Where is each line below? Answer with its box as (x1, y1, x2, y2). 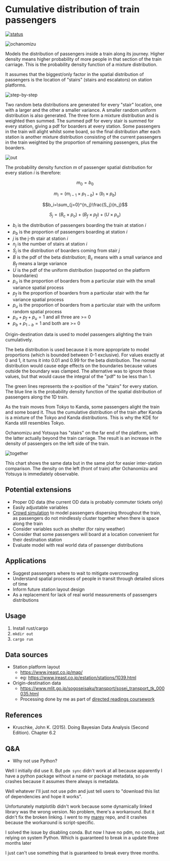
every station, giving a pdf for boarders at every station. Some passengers (5, 123, 161, 129)
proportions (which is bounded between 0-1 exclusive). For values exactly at (5, 352, 164, 358)
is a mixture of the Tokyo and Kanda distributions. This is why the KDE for (5, 415, 158, 421)
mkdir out (12, 631, 34, 636)
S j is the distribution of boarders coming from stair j (12, 247, 120, 255)
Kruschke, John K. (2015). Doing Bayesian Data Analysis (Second (12, 724, 149, 730)
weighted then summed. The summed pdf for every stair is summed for (5, 117, 154, 124)
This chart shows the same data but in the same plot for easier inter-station (5, 460, 162, 466)
